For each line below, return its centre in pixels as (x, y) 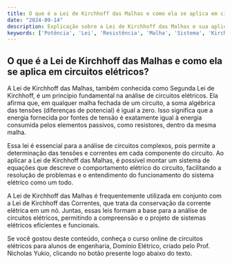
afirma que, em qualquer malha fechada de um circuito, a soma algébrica (111, 103)
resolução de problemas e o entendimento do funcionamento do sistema (110, 175)
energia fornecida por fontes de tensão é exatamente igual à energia (105, 117)
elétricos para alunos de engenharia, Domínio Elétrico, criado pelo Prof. (109, 246)
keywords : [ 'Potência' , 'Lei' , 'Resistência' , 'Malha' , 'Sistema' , (106, 33)
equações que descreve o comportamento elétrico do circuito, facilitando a (114, 168)
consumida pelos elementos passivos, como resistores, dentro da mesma (112, 125)
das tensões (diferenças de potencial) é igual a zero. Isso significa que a (110, 111)
